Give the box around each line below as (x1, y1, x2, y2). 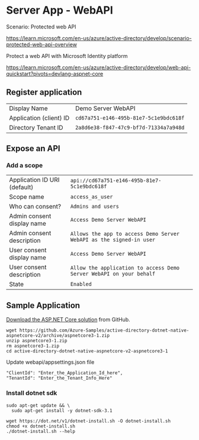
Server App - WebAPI (6, 4, 114, 17)
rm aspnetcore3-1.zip (6, 343, 60, 349)
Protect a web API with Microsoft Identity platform (6, 52, 128, 59)
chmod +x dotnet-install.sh (6, 423, 76, 429)
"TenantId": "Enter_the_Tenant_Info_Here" (6, 375, 113, 381)
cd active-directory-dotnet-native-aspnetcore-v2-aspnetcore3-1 (6, 348, 168, 354)
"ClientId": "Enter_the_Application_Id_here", (6, 370, 123, 376)
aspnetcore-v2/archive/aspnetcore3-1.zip (6, 333, 110, 339)
